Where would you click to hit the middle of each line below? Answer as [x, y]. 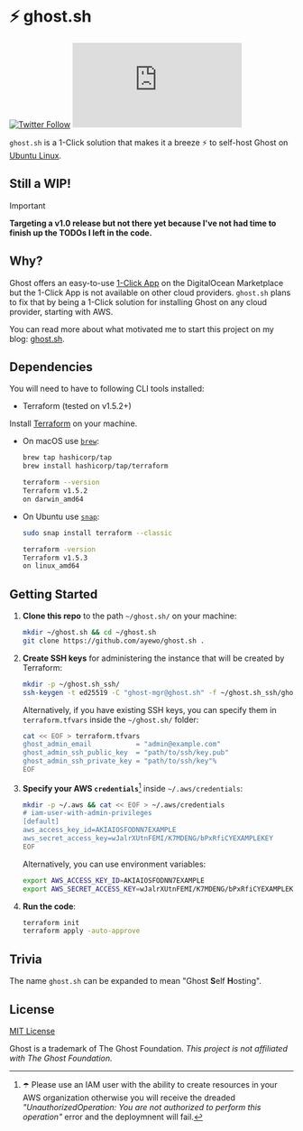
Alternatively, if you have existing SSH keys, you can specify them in [149, 709]
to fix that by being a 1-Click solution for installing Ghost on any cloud [138, 301]
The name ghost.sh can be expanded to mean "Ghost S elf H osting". [135, 981]
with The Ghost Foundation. [61, 1058]
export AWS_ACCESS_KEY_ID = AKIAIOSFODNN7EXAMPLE [113, 880]
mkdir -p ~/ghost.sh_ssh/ [71, 684]
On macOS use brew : [60, 441]
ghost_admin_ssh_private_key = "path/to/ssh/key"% [119, 761]
